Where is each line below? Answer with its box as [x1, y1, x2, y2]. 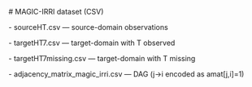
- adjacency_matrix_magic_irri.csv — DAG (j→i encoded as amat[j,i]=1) [8, 69, 245, 79]
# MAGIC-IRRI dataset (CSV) [8, 7, 104, 16]
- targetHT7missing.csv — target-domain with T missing [8, 54, 196, 63]
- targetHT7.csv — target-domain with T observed [8, 38, 176, 48]
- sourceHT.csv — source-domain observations [8, 23, 168, 31]
